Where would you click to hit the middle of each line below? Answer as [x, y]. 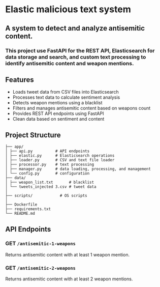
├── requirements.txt [28, 209]
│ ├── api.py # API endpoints [47, 151]
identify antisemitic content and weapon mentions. [70, 63]
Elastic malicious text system [68, 9]
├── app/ [14, 147]
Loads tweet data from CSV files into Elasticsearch [66, 92]
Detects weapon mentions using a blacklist [57, 103]
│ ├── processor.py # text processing [50, 165]
